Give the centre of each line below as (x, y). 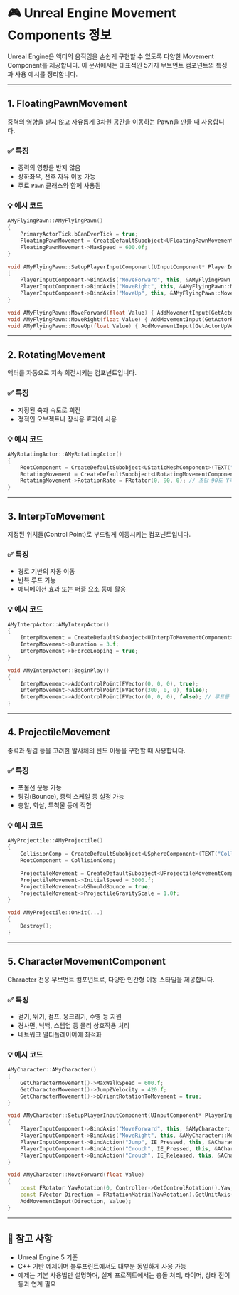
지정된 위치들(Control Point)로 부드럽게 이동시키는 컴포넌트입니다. (99, 534)
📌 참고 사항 (30, 1239)
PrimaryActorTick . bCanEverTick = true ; (79, 234)
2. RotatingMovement (56, 355)
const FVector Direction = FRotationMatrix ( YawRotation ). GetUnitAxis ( (127, 1195)
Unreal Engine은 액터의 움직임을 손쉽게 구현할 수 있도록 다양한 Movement (111, 56)
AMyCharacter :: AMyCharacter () (52, 1070)
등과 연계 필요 (37, 1284)
